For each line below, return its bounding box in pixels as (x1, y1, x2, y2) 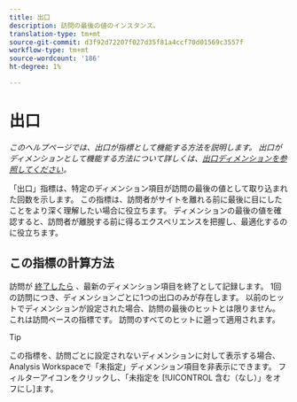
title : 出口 (9, 12, 51, 22)
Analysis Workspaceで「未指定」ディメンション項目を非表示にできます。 (9, 360, 277, 372)
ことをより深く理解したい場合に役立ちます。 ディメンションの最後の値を (9, 205, 275, 215)
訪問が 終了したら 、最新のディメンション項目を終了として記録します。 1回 (9, 281, 282, 291)
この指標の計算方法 (9, 256, 114, 271)
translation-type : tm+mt (9, 29, 101, 38)
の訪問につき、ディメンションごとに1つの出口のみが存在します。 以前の (9, 291, 270, 302)
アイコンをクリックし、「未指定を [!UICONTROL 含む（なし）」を (39, 372, 274, 383)
